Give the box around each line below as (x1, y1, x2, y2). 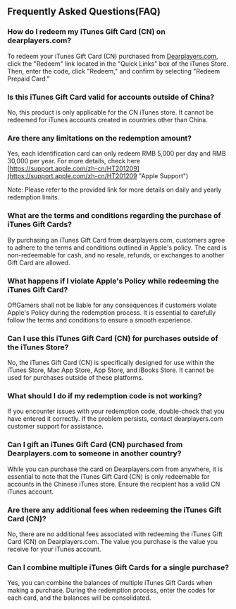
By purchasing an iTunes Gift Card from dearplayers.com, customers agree (7, 236, 225, 244)
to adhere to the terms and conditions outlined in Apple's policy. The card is (7, 243, 228, 252)
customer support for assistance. (7, 422, 104, 431)
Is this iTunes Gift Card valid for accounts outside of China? (7, 92, 215, 102)
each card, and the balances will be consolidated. (7, 593, 151, 602)
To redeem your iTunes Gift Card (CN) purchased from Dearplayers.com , (7, 52, 218, 60)
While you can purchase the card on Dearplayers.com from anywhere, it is (7, 465, 223, 473)
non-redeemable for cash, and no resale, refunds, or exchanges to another (7, 250, 225, 259)
